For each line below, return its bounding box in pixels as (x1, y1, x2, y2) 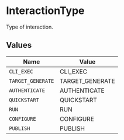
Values (6, 40, 32, 50)
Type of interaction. (6, 23, 54, 30)
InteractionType (6, 4, 85, 17)
